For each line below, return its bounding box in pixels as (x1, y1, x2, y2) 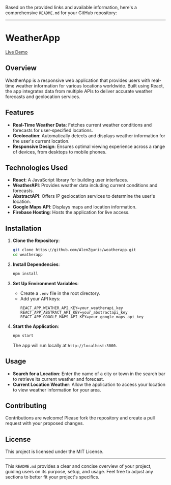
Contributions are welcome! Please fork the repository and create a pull (5, 415, 155, 421)
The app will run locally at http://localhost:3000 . (12, 342, 117, 348)
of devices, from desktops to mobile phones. (12, 148, 107, 155)
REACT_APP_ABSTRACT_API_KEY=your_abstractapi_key (20, 310, 128, 315)
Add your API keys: (20, 295, 61, 301)
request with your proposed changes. (5, 420, 84, 427)
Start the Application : (12, 323, 60, 329)
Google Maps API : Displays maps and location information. (12, 204, 137, 210)
